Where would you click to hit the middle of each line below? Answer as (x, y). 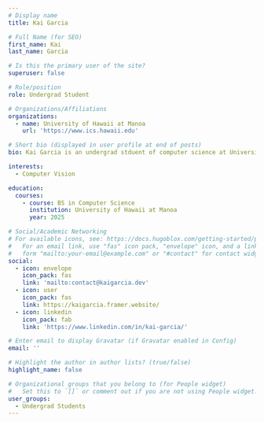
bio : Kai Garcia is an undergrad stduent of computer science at (117, 153)
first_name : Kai (35, 44)
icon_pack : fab (47, 320)
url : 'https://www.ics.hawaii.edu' (81, 131)
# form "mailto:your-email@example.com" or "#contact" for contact (125, 254)
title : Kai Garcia (38, 23)
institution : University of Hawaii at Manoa (103, 210)
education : (26, 188)
